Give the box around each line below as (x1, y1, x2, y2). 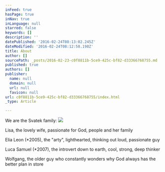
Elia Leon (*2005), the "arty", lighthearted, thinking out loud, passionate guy (5, 137, 160, 143)
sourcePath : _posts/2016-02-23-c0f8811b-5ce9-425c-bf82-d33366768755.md (5, 58, 158, 63)
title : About (5, 48, 32, 53)
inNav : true (5, 16, 30, 21)
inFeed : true (5, 7, 32, 12)
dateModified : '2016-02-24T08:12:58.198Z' (5, 44, 94, 49)
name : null (9, 76, 32, 81)
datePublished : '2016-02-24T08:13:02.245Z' (5, 40, 96, 44)
